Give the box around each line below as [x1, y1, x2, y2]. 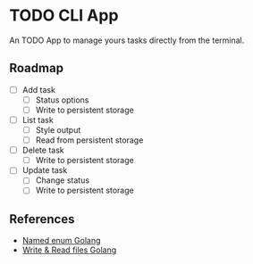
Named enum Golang [21, 235, 101, 246]
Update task [21, 165, 68, 176]
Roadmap [9, 61, 64, 76]
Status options [35, 95, 89, 105]
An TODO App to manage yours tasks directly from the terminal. [9, 35, 245, 45]
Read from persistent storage [35, 135, 144, 145]
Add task [21, 84, 56, 95]
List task [21, 114, 54, 125]
